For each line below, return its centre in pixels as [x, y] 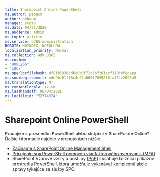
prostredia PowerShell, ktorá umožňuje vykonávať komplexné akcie [80, 164]
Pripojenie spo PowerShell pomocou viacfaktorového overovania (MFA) [83, 154]
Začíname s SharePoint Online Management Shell [62, 148]
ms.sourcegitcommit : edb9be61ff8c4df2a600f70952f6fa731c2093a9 [71, 78]
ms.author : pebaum [24, 14]
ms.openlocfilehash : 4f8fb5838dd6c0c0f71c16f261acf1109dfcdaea [71, 73]
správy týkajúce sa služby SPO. [44, 169]
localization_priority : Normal [37, 50]
